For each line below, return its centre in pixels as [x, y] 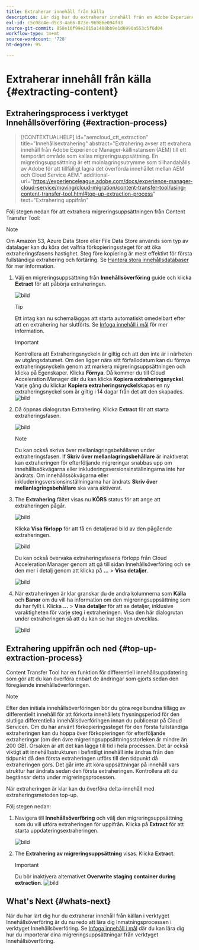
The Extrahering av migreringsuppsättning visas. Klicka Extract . [94, 853]
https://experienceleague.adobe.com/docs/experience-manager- [113, 181]
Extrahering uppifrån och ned [62, 649]
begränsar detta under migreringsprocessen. [61, 777]
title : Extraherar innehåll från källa [55, 12]
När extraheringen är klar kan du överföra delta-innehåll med [81, 788]
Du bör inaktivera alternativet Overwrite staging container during [95, 876]
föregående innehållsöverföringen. [48, 684]
